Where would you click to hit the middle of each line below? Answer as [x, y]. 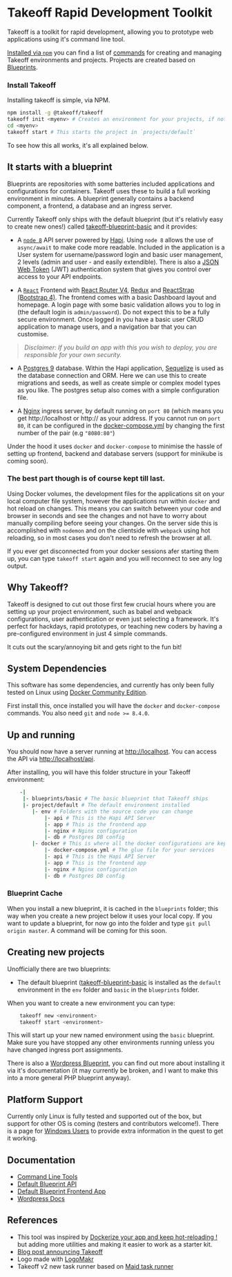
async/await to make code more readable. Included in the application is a [121, 247]
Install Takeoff [32, 85]
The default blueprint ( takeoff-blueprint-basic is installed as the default [119, 982]
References [32, 1220]
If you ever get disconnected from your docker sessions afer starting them [113, 551]
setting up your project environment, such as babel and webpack [100, 611]
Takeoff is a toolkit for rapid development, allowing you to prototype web [110, 32]
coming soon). [28, 461]
